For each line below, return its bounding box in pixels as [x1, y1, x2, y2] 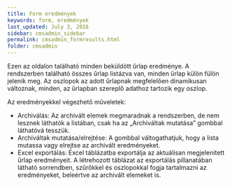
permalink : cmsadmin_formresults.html [7, 36, 120, 43]
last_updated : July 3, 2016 [7, 23, 89, 30]
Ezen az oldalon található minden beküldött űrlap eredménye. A [7, 62, 190, 70]
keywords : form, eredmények [7, 17, 89, 24]
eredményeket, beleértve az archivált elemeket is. [17, 171, 161, 179]
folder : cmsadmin [7, 43, 58, 50]
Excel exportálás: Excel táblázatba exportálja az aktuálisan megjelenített [17, 148, 225, 157]
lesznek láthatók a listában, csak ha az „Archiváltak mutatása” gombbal [17, 119, 223, 127]
